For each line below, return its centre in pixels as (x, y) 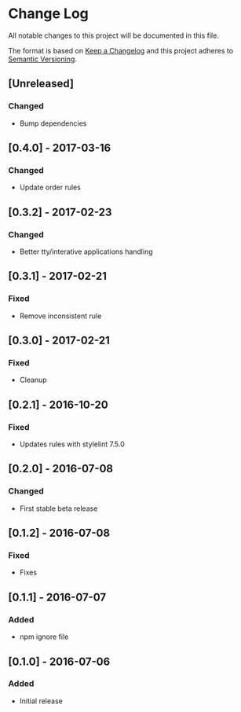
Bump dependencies (53, 123)
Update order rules (50, 187)
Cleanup (33, 380)
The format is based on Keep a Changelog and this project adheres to (121, 50)
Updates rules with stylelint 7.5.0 (72, 444)
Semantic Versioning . (42, 59)
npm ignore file (44, 637)
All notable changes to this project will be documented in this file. (114, 35)
